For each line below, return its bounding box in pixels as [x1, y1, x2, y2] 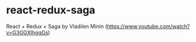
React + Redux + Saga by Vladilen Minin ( [6, 23, 108, 30]
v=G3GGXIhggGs [6, 29, 49, 36]
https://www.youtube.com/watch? [107, 23, 190, 30]
